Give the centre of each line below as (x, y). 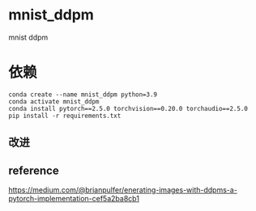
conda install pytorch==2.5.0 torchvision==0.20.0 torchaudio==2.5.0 (128, 108)
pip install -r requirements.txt (65, 116)
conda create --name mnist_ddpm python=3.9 (83, 95)
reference (34, 170)
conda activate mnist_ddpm (54, 101)
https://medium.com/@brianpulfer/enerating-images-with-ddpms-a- (123, 190)
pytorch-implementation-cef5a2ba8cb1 (74, 199)
